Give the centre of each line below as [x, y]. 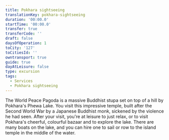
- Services [21, 81]
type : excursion [22, 72]
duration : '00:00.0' [27, 19]
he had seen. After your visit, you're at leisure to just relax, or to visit [77, 116]
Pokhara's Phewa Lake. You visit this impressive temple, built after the [79, 105]
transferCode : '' [24, 34]
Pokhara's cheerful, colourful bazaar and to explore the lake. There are [80, 122]
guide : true [18, 62]
